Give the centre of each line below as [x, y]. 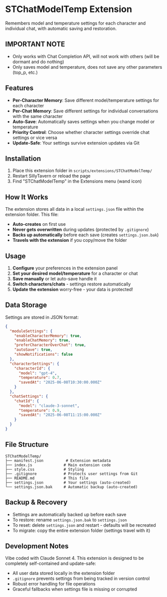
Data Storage [26, 305]
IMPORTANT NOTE [35, 44]
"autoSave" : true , [33, 350]
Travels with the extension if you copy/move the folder [70, 240]
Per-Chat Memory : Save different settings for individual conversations [85, 111]
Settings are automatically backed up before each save [69, 514]
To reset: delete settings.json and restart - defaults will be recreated [84, 525]
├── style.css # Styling [45, 469]
